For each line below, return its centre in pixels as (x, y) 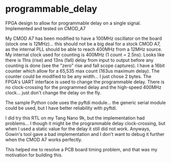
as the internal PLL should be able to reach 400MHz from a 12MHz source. (84, 49)
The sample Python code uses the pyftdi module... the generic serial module (86, 102)
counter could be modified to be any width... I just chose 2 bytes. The (78, 76)
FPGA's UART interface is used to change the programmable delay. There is (85, 82)
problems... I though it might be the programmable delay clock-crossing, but (86, 123)
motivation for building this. (34, 155)
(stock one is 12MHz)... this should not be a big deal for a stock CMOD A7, (83, 43)
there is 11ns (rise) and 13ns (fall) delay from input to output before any (80, 60)
